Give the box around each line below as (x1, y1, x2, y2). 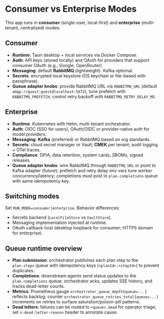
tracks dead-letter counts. (12, 283, 65, 289)
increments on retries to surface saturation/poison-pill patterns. (12, 299, 141, 305)
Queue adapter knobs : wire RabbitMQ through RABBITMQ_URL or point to (12, 162, 156, 168)
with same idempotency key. (12, 178, 70, 184)
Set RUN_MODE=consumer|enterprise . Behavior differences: (5, 205, 120, 211)
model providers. (12, 131, 47, 137)
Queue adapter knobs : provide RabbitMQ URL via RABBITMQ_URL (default (12, 83, 158, 89)
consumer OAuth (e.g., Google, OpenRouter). (12, 62, 104, 68)
